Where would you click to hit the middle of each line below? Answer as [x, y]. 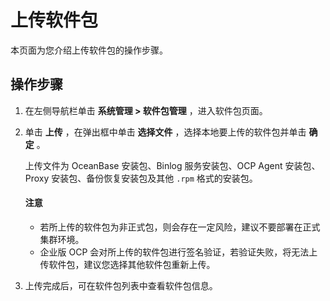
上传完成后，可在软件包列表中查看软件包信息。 [121, 285]
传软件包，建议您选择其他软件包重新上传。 [127, 264]
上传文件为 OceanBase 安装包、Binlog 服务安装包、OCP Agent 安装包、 [172, 165]
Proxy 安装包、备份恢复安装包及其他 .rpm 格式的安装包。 [141, 178]
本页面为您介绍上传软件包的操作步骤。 [89, 50]
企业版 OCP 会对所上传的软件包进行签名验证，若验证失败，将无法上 [178, 252]
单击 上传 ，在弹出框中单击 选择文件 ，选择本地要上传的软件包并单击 [165, 132]
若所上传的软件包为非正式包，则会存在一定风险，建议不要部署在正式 [180, 227]
